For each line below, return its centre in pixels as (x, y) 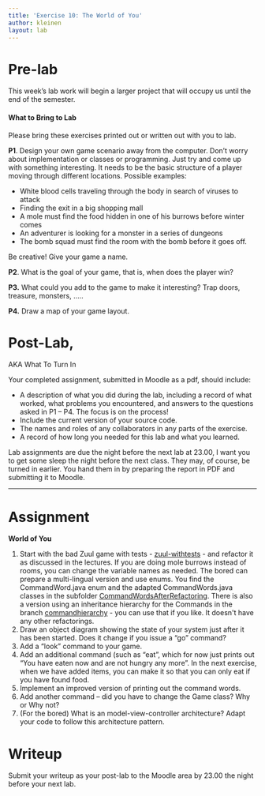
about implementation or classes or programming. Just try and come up (125, 159)
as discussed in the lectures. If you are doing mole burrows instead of (133, 562)
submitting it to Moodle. (47, 478)
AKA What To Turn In (42, 365)
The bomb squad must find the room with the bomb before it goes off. (133, 241)
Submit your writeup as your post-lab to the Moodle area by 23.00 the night (131, 775)
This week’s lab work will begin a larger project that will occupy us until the (130, 91)
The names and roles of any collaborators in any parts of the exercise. (133, 429)
